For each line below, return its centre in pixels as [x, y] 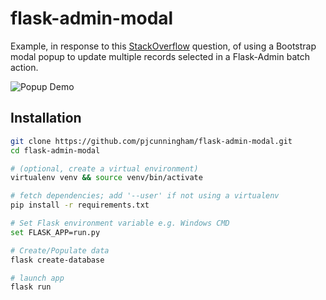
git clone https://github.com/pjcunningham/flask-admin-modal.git [151, 141]
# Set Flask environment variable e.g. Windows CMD [120, 223]
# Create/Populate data [60, 250]
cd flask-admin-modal [55, 150]
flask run [31, 287]
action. [24, 67]
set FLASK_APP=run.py [55, 232]
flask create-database [57, 260]
